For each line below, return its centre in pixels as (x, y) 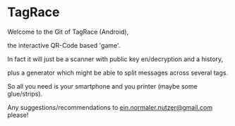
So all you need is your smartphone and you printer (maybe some (102, 86)
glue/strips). (25, 94)
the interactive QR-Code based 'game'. (64, 45)
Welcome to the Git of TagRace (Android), (68, 32)
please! (18, 115)
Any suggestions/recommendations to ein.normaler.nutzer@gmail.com (110, 107)
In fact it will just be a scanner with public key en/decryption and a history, (115, 59)
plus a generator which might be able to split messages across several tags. (117, 73)
